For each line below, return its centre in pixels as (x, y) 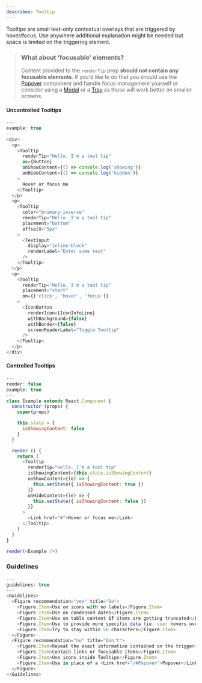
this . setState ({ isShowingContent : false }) (90, 501)
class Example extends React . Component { (59, 401)
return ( (28, 456)
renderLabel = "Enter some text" (67, 251)
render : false (24, 384)
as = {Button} (37, 162)
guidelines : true (28, 585)
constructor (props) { (40, 407)
